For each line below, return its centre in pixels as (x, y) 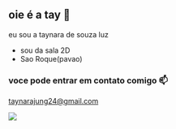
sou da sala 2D (45, 50)
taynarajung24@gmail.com (54, 101)
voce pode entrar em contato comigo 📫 (88, 80)
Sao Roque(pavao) (51, 58)
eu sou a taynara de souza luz (59, 34)
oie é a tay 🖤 (39, 15)
